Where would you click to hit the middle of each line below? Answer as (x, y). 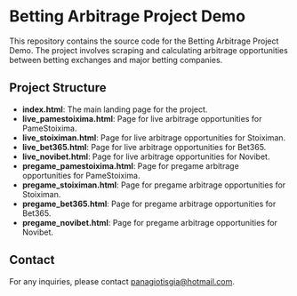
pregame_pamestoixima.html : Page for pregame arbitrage (131, 165)
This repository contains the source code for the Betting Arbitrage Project (144, 41)
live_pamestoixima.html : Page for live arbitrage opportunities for (142, 118)
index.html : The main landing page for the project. (115, 109)
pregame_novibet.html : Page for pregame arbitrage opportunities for (150, 222)
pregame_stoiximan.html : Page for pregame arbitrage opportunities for (154, 185)
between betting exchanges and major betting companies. (116, 60)
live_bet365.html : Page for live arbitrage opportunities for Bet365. (144, 147)
